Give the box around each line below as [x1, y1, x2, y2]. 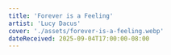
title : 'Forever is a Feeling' [8, 11, 114, 20]
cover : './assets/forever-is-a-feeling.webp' [8, 27, 164, 35]
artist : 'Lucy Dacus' [8, 19, 81, 27]
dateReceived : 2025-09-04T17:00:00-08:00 [8, 34, 150, 43]
